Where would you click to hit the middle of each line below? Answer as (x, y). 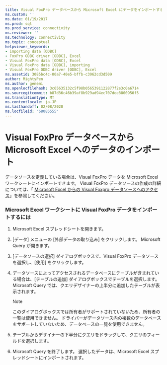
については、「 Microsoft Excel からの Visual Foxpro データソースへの (75, 189)
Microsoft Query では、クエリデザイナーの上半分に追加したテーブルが (84, 286)
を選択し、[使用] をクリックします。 (49, 262)
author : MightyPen (24, 79)
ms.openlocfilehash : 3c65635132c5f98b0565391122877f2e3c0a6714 (72, 88)
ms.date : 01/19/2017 (27, 19)
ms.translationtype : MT (30, 97)
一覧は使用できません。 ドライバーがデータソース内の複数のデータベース (87, 318)
